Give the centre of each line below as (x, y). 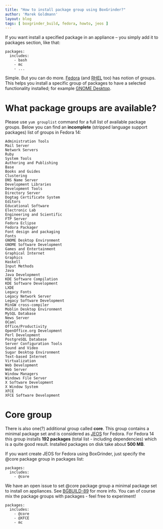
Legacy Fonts (18, 292)
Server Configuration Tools (34, 344)
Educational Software (27, 206)
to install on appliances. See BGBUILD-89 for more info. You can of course (80, 491)
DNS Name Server (22, 180)
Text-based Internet (26, 357)
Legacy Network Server (28, 296)
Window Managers (22, 374)
